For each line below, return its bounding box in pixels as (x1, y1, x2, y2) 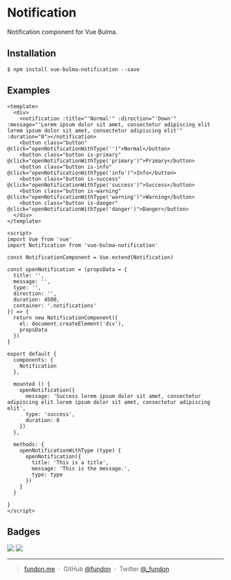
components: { (13, 357, 54, 363)
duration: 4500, (13, 296, 60, 303)
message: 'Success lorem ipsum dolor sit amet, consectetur (25, 392, 201, 399)
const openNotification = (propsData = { (7, 266, 128, 273)
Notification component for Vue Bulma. (7, 28, 118, 36)
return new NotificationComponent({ (13, 314, 118, 321)
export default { (7, 350, 57, 357)
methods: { (13, 441, 45, 448)
